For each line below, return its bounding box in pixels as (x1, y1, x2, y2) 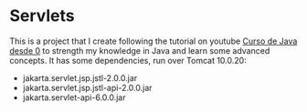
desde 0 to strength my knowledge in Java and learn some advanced (9, 45, 270, 56)
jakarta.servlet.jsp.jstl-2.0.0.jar (22, 72, 138, 83)
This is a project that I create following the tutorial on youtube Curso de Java (9, 36, 298, 46)
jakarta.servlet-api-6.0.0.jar (22, 92, 126, 103)
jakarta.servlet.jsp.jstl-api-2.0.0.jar (22, 82, 153, 93)
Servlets (9, 5, 75, 26)
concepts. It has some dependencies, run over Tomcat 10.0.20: (9, 55, 247, 66)
